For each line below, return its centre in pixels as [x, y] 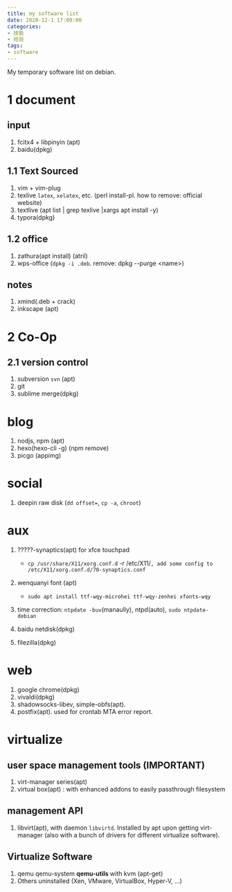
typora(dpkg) [36, 217]
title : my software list [43, 14]
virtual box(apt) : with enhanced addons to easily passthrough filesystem [121, 790]
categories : [24, 26]
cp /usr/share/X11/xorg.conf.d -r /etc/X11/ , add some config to [120, 563]
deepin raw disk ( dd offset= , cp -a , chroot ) [79, 503]
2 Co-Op [32, 337]
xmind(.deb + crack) [46, 301]
